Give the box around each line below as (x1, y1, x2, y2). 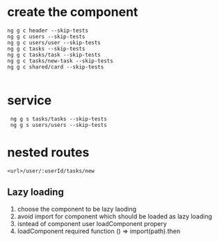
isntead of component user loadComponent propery (17, 219, 167, 227)
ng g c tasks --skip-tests (7, 45, 86, 52)
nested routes (7, 145, 90, 160)
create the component (7, 4, 138, 20)
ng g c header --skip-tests (7, 27, 89, 34)
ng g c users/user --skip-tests (7, 39, 101, 46)
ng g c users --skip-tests (7, 33, 86, 40)
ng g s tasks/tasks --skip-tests (10, 115, 108, 122)
